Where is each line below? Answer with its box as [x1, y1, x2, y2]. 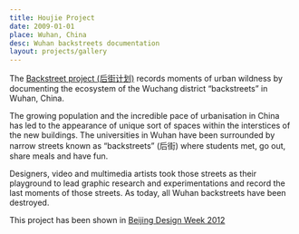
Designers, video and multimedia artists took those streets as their [9, 169, 257, 180]
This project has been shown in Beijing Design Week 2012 [9, 215, 226, 226]
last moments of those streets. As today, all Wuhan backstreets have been [9, 188, 287, 199]
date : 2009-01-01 [9, 22, 75, 31]
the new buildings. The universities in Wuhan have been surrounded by [9, 130, 275, 141]
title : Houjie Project [9, 13, 95, 23]
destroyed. [9, 197, 50, 209]
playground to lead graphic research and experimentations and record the [9, 178, 285, 189]
